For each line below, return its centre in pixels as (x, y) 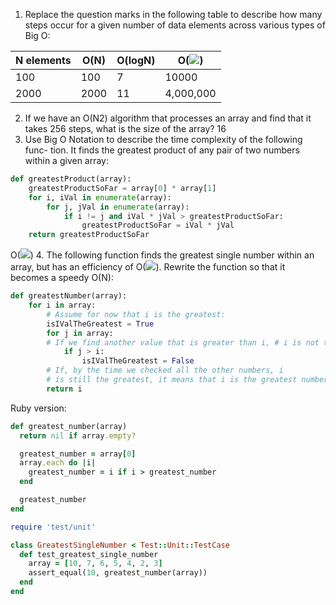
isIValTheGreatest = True (100, 324)
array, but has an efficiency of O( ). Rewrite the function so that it (148, 267)
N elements (43, 60)
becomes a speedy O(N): (62, 278)
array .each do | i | (58, 463)
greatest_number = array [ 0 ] (78, 454)
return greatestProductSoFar (89, 235)
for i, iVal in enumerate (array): (100, 197)
